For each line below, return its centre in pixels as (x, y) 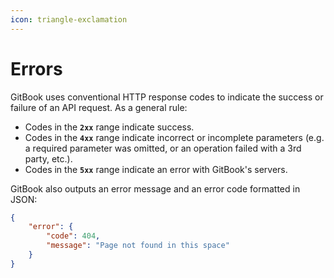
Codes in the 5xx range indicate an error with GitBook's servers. (156, 169)
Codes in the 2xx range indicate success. (109, 127)
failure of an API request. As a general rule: (99, 107)
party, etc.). (48, 158)
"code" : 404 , (73, 236)
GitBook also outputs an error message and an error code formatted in (155, 188)
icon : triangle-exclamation (69, 19)
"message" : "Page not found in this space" (138, 246)
